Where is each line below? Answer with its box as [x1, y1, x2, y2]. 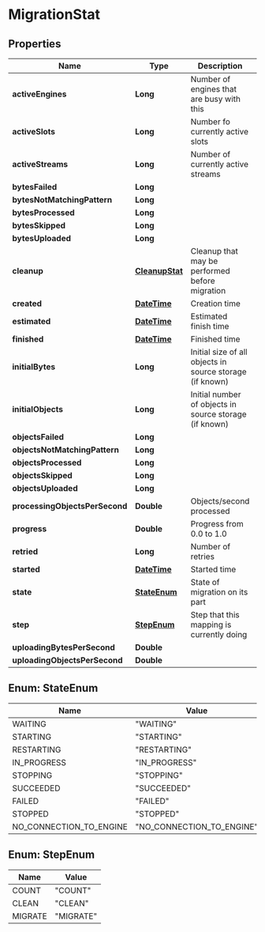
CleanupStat [135, 266, 183, 276]
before [190, 275, 215, 286]
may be [190, 255, 218, 266]
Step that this [190, 609, 240, 620]
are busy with [190, 93, 241, 104]
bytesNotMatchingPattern [12, 194, 113, 205]
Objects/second [190, 496, 250, 507]
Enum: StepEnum [8, 848, 95, 862]
